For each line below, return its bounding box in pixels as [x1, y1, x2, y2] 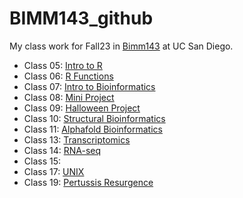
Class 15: [23, 155, 62, 167]
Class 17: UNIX [23, 165, 85, 177]
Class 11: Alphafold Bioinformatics [23, 123, 163, 135]
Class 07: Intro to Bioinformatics [23, 80, 156, 92]
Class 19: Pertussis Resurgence [23, 176, 154, 188]
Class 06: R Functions [23, 70, 114, 82]
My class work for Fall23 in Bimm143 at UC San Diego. [9, 40, 234, 52]
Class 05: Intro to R [23, 59, 103, 71]
